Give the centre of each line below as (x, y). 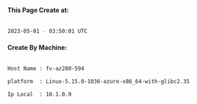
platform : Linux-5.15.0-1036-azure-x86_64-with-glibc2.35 (99, 82)
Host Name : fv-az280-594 (46, 69)
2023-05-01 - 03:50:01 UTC (47, 31)
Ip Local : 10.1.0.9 (40, 95)
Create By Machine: (37, 47)
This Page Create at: (38, 10)
